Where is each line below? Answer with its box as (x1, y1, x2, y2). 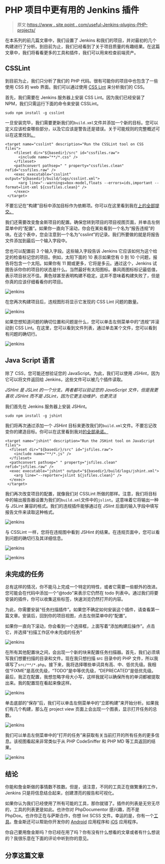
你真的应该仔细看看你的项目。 (5, 279, 65, 285)
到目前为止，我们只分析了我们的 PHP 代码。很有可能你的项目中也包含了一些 (5, 78, 159, 84)
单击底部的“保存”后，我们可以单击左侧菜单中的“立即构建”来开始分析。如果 (5, 700, 155, 706)
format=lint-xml (5, 185, 38, 190)
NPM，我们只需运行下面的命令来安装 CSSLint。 (5, 100, 102, 106)
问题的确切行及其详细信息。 (9, 535, 65, 541)
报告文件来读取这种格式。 (5, 509, 57, 515)
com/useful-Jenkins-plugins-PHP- (78, 22, 148, 28)
